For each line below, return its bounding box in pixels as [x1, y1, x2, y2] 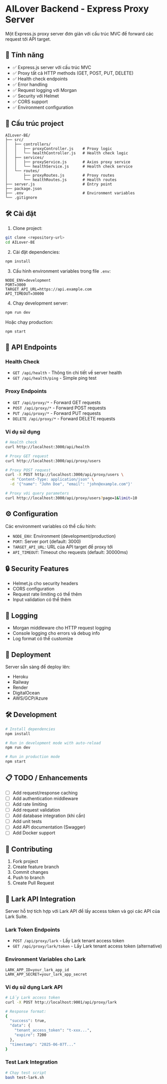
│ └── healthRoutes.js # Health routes [5, 177, 117, 182]
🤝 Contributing [5, 845, 53, 853]
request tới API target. [5, 36, 51, 42]
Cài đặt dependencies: [12, 249, 60, 255]
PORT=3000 [5, 282, 26, 287]
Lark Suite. [5, 913, 28, 919]
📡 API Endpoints [5, 343, 57, 352]
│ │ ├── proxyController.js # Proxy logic [5, 146, 113, 151]
